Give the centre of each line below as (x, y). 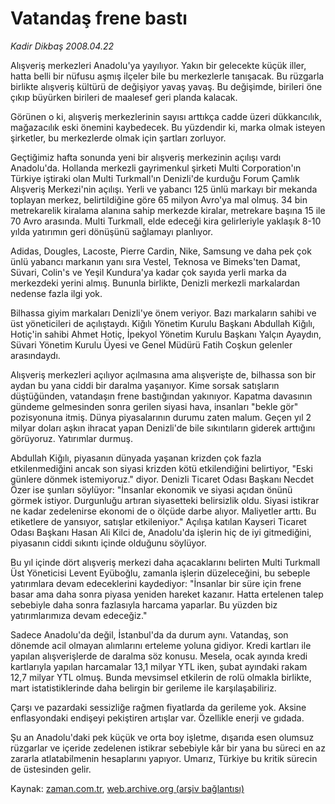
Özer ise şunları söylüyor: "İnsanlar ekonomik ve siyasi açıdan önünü (151, 489)
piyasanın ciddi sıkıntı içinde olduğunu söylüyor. (108, 543)
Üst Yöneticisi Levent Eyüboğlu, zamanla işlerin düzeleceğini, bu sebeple (160, 573)
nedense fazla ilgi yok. (56, 293)
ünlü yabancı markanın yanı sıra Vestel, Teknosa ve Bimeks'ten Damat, (155, 261)
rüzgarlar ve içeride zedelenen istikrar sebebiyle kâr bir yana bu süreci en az (168, 748)
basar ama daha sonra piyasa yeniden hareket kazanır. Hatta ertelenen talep (167, 594)
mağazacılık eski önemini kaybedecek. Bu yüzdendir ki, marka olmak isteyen (168, 127)
